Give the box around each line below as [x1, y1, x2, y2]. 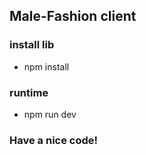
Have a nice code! [9, 133, 99, 147]
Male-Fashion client [9, 8, 137, 25]
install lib [9, 38, 55, 52]
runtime [9, 85, 49, 99]
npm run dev [23, 108, 77, 120]
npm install [23, 60, 70, 73]
